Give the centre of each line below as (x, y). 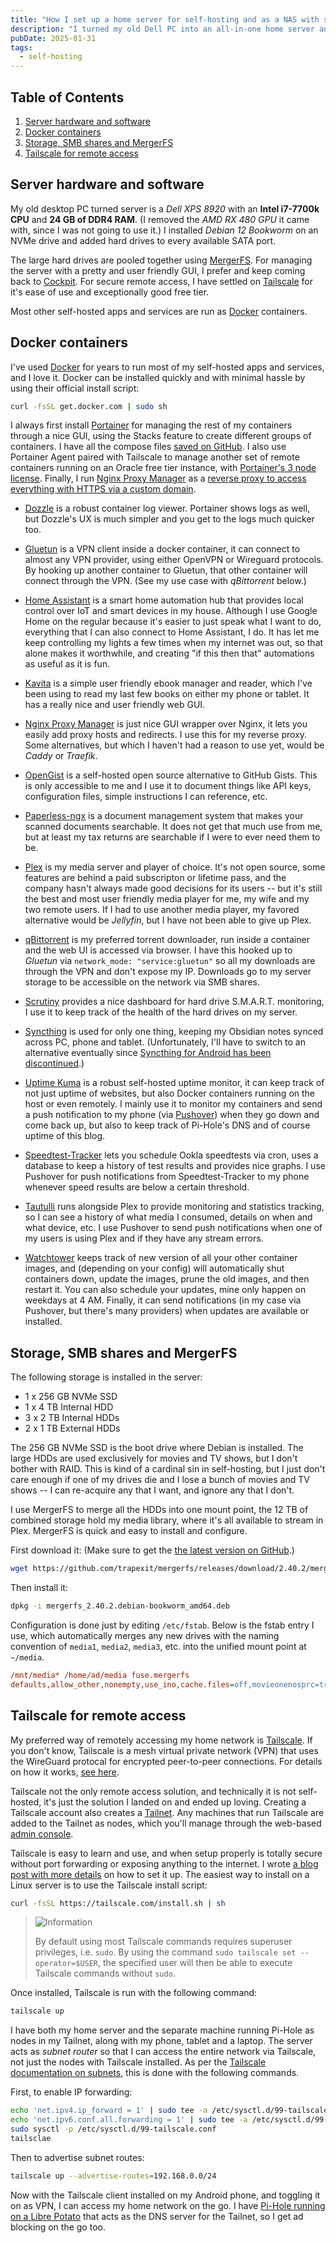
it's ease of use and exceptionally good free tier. (110, 292)
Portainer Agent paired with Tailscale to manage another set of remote (155, 457)
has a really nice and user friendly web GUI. (115, 705)
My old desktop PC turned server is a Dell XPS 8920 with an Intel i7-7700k (165, 208)
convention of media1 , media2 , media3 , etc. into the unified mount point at (158, 1646)
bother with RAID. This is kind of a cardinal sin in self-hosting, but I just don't (168, 1469)
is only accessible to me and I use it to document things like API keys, (168, 786)
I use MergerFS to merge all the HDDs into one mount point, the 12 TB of (159, 1510)
